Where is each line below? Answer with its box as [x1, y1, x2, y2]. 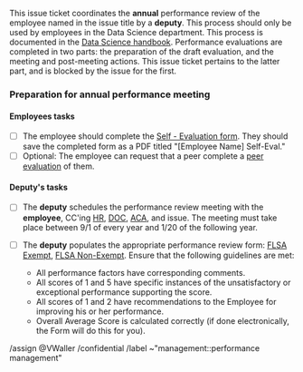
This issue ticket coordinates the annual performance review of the [9, 8, 260, 18]
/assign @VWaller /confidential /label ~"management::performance [9, 342, 260, 353]
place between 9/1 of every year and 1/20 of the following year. [22, 221, 258, 232]
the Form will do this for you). [35, 325, 147, 336]
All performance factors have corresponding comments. [35, 267, 246, 278]
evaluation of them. [22, 161, 95, 171]
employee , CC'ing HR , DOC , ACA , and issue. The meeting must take [22, 212, 278, 223]
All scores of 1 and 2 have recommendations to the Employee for [35, 296, 277, 307]
